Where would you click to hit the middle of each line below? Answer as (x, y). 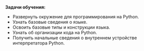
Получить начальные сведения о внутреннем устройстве (75, 38)
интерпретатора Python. (39, 43)
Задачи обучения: (25, 7)
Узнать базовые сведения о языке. (50, 22)
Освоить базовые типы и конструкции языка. (61, 27)
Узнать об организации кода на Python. (55, 32)
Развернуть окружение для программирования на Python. (76, 17)
